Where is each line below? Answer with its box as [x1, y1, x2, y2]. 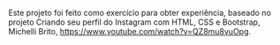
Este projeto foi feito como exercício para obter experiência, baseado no [8, 8, 271, 18]
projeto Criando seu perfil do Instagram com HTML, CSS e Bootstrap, [8, 17, 261, 27]
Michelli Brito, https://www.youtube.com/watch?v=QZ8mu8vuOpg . [8, 26, 252, 36]
